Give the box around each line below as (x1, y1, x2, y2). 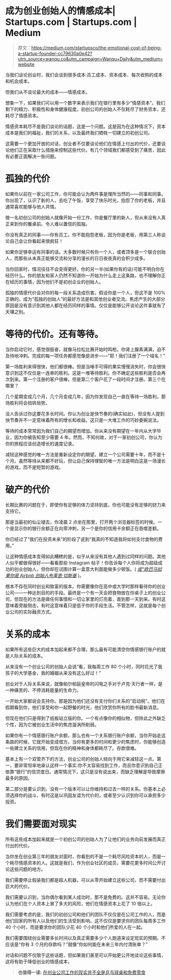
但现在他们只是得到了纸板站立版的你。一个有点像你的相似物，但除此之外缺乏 (5, 715, 166, 721)
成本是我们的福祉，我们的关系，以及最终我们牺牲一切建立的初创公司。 (5, 129, 153, 136)
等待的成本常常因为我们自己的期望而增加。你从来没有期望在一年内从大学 (5, 428, 157, 434)
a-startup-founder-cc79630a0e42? (17, 50, 93, 57)
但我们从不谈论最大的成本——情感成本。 (5, 89, 90, 95)
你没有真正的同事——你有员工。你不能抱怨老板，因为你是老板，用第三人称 (5, 231, 161, 237)
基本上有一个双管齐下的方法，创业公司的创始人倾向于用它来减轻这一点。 (5, 756, 157, 762)
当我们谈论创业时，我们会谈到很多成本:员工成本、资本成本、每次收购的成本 (5, 71, 163, 77)
